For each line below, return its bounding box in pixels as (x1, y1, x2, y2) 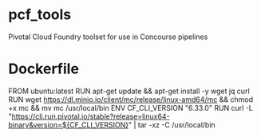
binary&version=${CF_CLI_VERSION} (8, 119, 129, 129)
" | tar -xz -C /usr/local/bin (128, 119, 216, 129)
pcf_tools (8, 6, 72, 24)
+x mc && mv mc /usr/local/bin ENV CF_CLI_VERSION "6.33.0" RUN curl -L (8, 103, 254, 112)
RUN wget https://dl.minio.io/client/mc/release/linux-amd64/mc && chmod (8, 94, 254, 104)
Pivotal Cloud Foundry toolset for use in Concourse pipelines (8, 32, 208, 41)
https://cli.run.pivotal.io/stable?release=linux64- (11, 112, 170, 121)
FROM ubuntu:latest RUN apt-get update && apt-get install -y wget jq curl (8, 86, 250, 96)
